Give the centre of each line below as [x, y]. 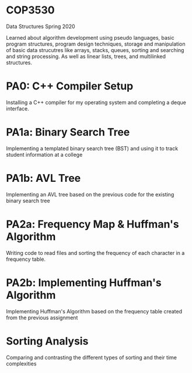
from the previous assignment [42, 317]
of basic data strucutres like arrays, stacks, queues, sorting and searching [95, 50]
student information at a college [44, 154]
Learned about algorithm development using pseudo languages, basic [90, 37]
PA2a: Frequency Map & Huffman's [92, 224]
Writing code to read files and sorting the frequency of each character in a [95, 253]
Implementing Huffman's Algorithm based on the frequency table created [94, 311]
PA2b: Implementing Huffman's [84, 283]
